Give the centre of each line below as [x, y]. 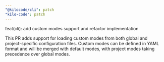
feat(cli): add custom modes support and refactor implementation [72, 28]
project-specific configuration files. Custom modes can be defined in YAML [82, 43]
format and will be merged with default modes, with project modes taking [80, 49]
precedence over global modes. [38, 54]
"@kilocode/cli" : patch [30, 10]
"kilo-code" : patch [25, 14]
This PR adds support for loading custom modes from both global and [76, 38]
